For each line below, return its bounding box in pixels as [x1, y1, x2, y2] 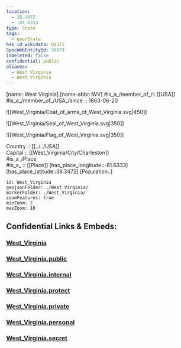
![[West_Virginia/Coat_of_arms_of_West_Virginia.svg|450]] [6, 109, 147, 116]
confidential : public [6, 58, 60, 64]
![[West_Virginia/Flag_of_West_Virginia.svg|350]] [6, 131, 124, 139]
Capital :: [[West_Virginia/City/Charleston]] [6, 149, 109, 157]
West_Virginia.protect [6, 287, 70, 295]
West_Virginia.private [6, 303, 70, 311]
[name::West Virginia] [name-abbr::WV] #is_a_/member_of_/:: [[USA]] [6, 91, 176, 98]
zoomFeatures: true [6, 195, 54, 201]
